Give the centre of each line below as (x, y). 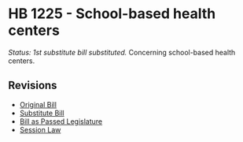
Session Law (40, 129)
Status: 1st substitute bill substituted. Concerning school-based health (122, 52)
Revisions (33, 86)
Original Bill (38, 104)
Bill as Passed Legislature (61, 121)
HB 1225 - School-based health (112, 14)
